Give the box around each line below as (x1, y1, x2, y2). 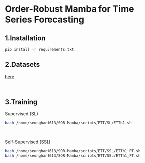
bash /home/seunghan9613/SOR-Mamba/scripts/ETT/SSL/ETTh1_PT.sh (5, 149, 141, 154)
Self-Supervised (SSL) (5, 139, 51, 145)
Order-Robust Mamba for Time (5, 3, 134, 15)
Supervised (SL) (5, 110, 38, 117)
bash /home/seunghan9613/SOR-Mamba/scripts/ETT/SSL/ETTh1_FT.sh (5, 153, 141, 158)
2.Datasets (5, 60, 40, 69)
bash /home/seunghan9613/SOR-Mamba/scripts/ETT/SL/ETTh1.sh (5, 120, 132, 125)
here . (5, 73, 16, 80)
